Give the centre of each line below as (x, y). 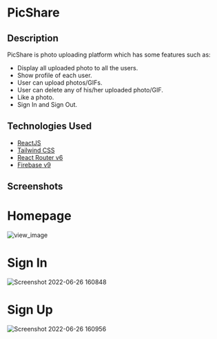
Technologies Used (49, 126)
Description (33, 38)
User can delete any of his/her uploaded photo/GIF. (90, 90)
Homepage (39, 216)
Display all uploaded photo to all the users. (77, 68)
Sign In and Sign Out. (47, 104)
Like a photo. (35, 97)
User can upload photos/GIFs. (60, 83)
